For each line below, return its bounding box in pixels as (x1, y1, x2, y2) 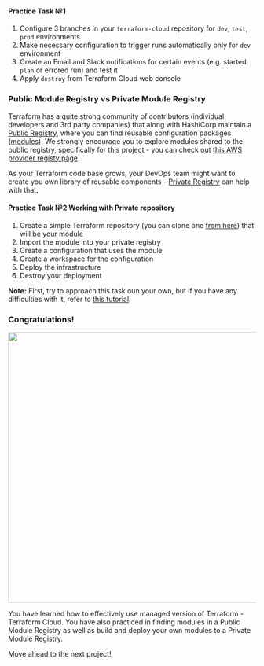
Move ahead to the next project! (8, 649, 112, 658)
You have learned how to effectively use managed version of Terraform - (8, 609, 244, 618)
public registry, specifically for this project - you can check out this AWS (8, 145, 243, 154)
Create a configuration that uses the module (19, 245, 163, 255)
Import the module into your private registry (19, 237, 161, 247)
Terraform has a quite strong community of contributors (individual (8, 111, 225, 121)
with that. (8, 185, 38, 194)
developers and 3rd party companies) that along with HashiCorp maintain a (8, 120, 252, 129)
